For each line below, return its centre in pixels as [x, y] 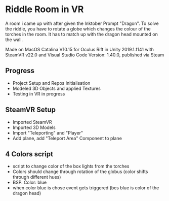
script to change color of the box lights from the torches [71, 166]
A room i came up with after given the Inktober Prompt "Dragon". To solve [82, 23]
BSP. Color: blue [30, 182]
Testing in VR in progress [39, 94]
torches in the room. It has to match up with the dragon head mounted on [81, 34]
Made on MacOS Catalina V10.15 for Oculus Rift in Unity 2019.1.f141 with [80, 49]
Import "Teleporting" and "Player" [48, 132]
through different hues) [37, 177]
